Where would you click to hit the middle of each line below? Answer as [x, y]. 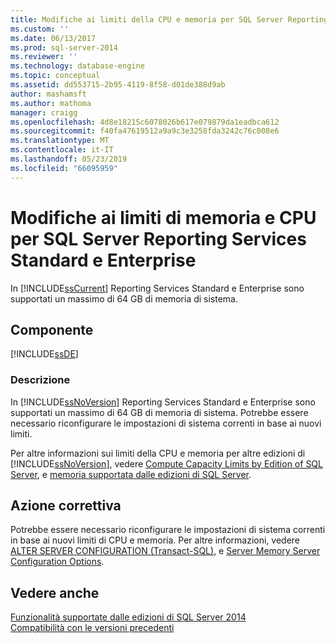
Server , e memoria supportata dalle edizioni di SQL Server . [131, 474]
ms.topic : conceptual [55, 76]
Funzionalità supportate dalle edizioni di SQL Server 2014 [128, 617]
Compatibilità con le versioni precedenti [92, 628]
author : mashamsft [48, 94]
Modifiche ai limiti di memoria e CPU [163, 217]
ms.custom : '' [40, 29]
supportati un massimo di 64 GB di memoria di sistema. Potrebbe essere [159, 412]
